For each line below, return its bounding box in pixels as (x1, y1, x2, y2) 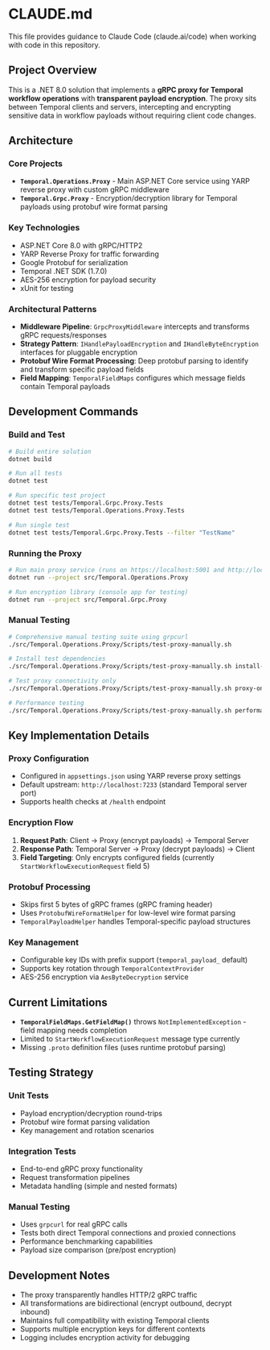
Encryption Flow (8, 817, 74, 829)
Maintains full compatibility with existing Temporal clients (19, 1315, 210, 1326)
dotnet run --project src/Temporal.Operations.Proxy (8, 573, 189, 581)
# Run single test (8, 521, 70, 529)
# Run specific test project (8, 492, 106, 500)
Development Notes (8, 1269, 110, 1282)
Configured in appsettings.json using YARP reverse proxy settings (19, 771, 241, 781)
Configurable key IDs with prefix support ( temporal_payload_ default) (19, 955, 248, 965)
